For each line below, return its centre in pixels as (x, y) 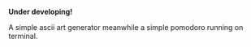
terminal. (23, 36)
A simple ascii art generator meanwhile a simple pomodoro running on (126, 27)
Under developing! (41, 12)
